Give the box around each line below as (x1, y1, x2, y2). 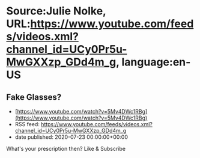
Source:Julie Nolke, (6, 4, 106, 18)
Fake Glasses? (6, 92, 62, 102)
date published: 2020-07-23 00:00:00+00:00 (14, 133, 128, 141)
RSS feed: (14, 121, 40, 127)
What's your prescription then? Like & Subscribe (6, 145, 126, 152)
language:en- (121, 55, 191, 69)
